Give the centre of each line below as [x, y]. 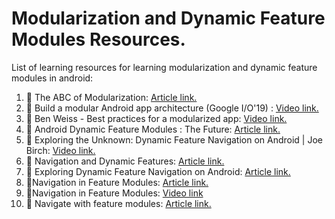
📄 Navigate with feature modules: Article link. [118, 203]
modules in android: [52, 78]
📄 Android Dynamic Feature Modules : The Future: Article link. [153, 129]
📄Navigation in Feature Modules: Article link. [117, 182]
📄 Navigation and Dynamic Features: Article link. [125, 161]
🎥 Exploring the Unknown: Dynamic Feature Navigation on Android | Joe [174, 139]
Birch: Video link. [60, 150]
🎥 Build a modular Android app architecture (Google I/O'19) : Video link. [172, 108]
